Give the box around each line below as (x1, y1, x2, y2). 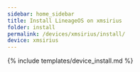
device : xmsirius (7, 37, 59, 44)
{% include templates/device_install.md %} (7, 56, 134, 65)
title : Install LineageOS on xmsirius (7, 17, 122, 24)
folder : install (7, 24, 55, 31)
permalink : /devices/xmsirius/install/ (7, 30, 126, 38)
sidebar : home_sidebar (7, 10, 75, 18)
